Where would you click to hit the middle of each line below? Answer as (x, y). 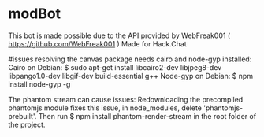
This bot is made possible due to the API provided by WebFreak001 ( (119, 35)
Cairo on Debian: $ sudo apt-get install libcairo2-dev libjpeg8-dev (115, 67)
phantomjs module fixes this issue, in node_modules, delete (105, 108)
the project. (27, 124)
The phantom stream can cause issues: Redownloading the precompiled (126, 99)
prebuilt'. (22, 116)
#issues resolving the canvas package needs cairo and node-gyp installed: (130, 59)
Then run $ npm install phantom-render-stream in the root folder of (147, 116)
